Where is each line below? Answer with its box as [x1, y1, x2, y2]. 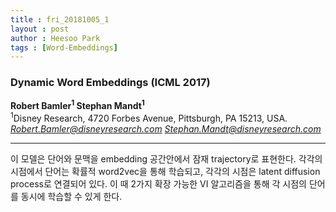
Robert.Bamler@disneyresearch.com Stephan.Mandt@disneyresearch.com [10, 122, 322, 135]
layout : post [10, 24, 70, 34]
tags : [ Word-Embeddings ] [10, 42, 118, 53]
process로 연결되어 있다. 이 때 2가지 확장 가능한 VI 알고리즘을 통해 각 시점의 [10, 177, 307, 190]
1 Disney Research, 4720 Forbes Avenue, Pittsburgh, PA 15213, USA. [10, 111, 288, 124]
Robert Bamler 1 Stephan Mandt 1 [10, 98, 145, 112]
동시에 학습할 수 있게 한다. [20, 190, 123, 202]
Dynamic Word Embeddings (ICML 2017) [10, 76, 211, 90]
